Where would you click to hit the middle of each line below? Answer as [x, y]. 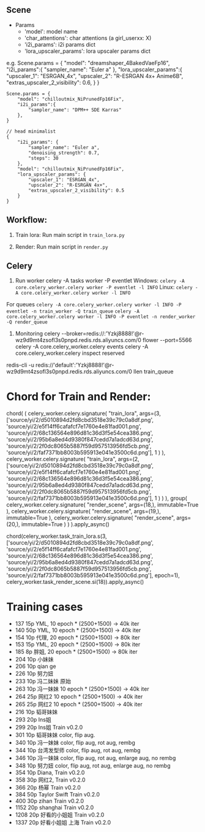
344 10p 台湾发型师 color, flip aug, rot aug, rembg [78, 750]
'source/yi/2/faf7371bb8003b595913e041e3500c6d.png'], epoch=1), [93, 575]
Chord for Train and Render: [79, 396]
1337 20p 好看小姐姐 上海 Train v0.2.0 [63, 823]
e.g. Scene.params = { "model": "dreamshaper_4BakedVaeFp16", [88, 63]
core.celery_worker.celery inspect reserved [70, 353]
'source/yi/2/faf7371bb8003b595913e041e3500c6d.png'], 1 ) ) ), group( [97, 498]
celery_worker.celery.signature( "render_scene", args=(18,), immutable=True [102, 505]
